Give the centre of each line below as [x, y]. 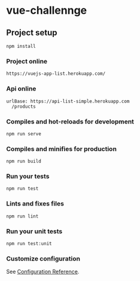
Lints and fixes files [35, 204]
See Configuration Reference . [43, 272]
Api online [21, 89]
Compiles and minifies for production [61, 149]
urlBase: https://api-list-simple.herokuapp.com [68, 101]
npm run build [24, 161]
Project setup [32, 33]
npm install [21, 46]
